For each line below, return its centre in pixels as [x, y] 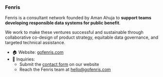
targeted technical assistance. [35, 43]
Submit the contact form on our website [59, 64]
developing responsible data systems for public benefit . [63, 23]
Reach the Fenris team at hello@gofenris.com [65, 70]
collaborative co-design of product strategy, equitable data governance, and [82, 37]
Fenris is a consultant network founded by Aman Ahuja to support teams [78, 18]
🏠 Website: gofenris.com [38, 52]
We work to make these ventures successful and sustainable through [74, 32]
